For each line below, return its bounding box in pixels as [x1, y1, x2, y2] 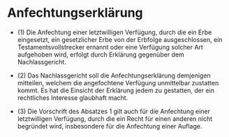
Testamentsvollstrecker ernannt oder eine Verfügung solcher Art [17, 43, 204, 51]
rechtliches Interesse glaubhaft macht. [17, 93, 128, 102]
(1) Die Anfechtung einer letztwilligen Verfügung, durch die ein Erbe [17, 28, 212, 36]
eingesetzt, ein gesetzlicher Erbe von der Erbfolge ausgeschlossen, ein [17, 35, 223, 43]
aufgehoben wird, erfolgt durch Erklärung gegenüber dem [17, 50, 185, 59]
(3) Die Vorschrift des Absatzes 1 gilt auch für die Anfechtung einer [17, 107, 211, 115]
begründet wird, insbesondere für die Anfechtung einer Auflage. [17, 122, 202, 130]
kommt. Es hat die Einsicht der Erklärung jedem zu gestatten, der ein [17, 86, 215, 94]
